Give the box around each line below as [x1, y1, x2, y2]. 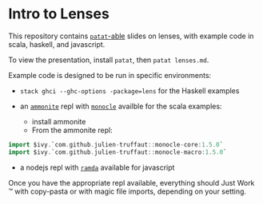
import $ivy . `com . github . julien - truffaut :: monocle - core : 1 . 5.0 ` [8, 140, 224, 148]
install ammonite [31, 116, 86, 126]
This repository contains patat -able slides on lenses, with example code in [8, 31, 254, 41]
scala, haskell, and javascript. [8, 39, 106, 49]
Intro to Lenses [8, 5, 110, 23]
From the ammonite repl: [31, 125, 114, 135]
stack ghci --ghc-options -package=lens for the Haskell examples [19, 85, 240, 96]
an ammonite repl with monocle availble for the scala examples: [19, 101, 222, 111]
